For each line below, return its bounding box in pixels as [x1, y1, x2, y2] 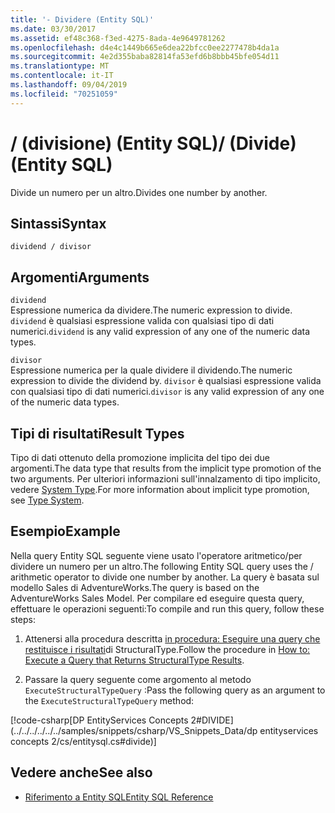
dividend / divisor [10, 242, 92, 252]
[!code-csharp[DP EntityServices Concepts [10, 714, 189, 726]
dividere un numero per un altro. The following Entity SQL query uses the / [10, 560, 314, 572]
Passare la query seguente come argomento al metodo [24, 673, 252, 685]
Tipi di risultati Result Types [10, 425, 185, 442]
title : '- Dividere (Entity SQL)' [10, 14, 155, 25]
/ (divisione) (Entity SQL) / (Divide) [10, 132, 297, 155]
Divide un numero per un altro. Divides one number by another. [10, 186, 268, 198]
